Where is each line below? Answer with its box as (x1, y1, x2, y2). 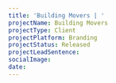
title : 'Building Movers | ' (8, 11, 105, 20)
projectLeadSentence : (8, 48, 80, 56)
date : (8, 63, 26, 71)
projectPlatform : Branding (8, 33, 98, 42)
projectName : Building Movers (8, 19, 109, 27)
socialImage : (8, 56, 52, 64)
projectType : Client (8, 26, 77, 34)
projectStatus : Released (8, 41, 91, 49)
